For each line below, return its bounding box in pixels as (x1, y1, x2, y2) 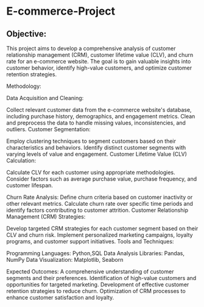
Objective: (6, 29, 47, 39)
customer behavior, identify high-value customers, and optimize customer (6, 64, 192, 71)
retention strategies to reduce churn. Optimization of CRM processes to (6, 287, 186, 294)
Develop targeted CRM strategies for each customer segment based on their (6, 225, 199, 232)
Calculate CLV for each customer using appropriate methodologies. (6, 169, 175, 176)
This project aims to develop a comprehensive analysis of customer (6, 45, 176, 52)
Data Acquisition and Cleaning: (6, 95, 84, 101)
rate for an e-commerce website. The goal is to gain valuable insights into (6, 58, 191, 65)
